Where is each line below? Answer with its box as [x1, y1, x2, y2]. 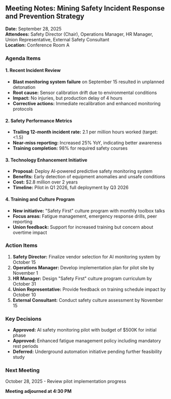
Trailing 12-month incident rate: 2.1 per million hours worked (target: [12, 129, 158, 135]
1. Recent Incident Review [5, 67, 61, 74]
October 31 [12, 280, 36, 287]
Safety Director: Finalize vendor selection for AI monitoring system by [12, 253, 161, 260]
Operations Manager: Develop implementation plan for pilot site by [12, 264, 155, 270]
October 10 [12, 291, 36, 298]
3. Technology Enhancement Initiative [5, 157, 88, 163]
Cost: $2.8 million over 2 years [12, 179, 78, 185]
